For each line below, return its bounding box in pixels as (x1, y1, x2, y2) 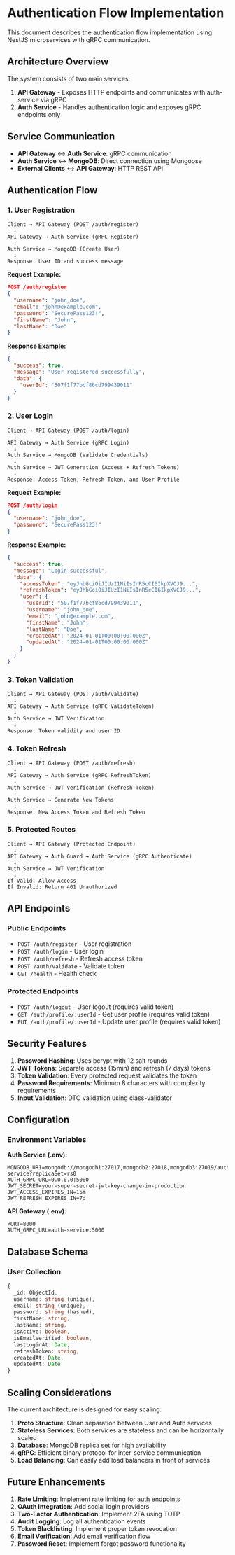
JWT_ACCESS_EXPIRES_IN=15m (7, 1189, 86, 1196)
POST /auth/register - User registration (17, 940, 132, 948)
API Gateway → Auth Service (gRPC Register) (7, 233, 139, 241)
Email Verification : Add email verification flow (17, 1532, 151, 1540)
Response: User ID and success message (7, 258, 124, 265)
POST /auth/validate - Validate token (17, 961, 124, 970)
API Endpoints (7, 902, 71, 914)
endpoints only (17, 110, 61, 118)
